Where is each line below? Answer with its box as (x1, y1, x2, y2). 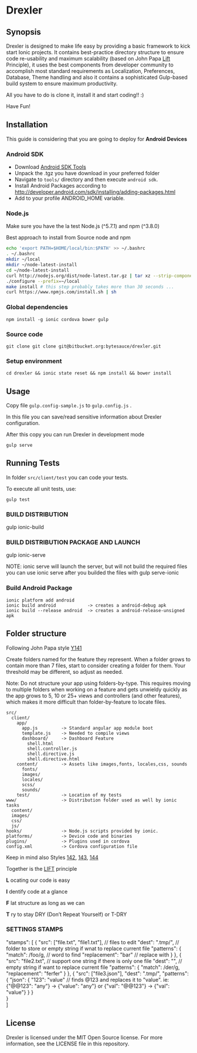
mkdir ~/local (6, 256, 41, 262)
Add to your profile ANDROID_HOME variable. (14, 195, 125, 202)
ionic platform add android (6, 597, 75, 603)
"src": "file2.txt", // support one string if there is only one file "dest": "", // (6, 957, 183, 964)
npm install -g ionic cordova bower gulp (6, 316, 109, 322)
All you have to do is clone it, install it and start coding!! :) (6, 92, 144, 98)
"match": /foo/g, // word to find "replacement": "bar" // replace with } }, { (6, 951, 182, 958)
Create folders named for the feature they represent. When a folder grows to (6, 656, 191, 663)
